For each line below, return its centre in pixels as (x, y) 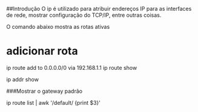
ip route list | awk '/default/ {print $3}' (54, 102)
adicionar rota (42, 51)
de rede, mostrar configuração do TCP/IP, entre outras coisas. (84, 15)
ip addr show (23, 79)
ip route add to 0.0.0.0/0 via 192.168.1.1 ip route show (72, 67)
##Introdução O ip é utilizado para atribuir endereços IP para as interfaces (99, 9)
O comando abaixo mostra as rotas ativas (58, 27)
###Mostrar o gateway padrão (45, 91)
